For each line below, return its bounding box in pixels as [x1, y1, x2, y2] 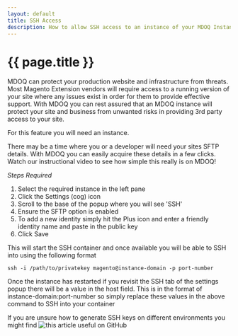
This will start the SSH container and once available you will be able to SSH [7, 243, 227, 252]
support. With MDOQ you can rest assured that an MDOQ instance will [7, 100, 212, 108]
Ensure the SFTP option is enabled [17, 207, 119, 216]
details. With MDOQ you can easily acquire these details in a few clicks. [7, 150, 216, 158]
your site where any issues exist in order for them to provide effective [7, 93, 210, 101]
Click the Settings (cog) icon [17, 192, 101, 201]
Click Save [17, 230, 49, 238]
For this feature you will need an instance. [7, 129, 130, 137]
